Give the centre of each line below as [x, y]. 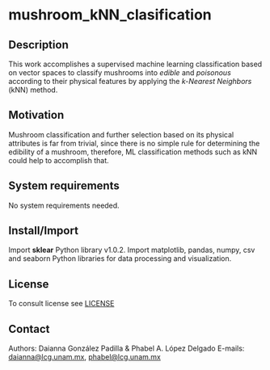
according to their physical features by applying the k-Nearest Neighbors [130, 81]
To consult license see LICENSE [61, 304]
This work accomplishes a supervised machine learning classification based [135, 64]
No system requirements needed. [64, 205]
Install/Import [44, 231]
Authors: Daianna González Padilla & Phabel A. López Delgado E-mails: [127, 348]
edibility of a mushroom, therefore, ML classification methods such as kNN [133, 152]
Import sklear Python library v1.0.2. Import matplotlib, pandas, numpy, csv [132, 250]
